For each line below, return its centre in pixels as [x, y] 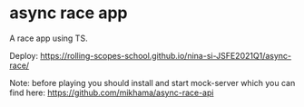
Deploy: [24, 55]
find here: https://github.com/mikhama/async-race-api [112, 92]
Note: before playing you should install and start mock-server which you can [152, 83]
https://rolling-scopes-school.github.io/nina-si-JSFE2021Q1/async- [166, 55]
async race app [69, 13]
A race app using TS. [49, 38]
